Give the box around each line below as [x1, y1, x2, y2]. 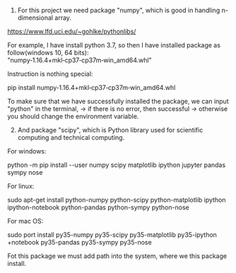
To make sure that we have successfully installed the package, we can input [7, 97, 229, 105]
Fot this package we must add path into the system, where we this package [7, 252, 228, 260]
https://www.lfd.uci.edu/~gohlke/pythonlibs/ [7, 28, 136, 35]
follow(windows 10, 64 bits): [7, 49, 90, 57]
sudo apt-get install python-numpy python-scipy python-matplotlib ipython [7, 196, 226, 204]
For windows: [7, 147, 47, 155]
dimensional [17, 13, 54, 22]
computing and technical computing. [17, 134, 125, 141]
